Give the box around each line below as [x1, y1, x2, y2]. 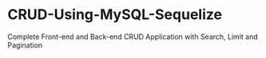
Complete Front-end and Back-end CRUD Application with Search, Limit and [7, 32, 258, 41]
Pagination [7, 40, 43, 49]
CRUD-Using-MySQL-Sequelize [7, 6, 223, 24]
